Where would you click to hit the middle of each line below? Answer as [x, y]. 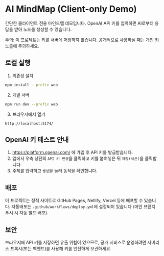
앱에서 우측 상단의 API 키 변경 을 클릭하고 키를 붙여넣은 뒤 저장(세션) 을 [78, 158]
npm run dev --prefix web [31, 104]
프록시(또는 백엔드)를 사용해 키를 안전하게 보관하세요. [61, 248]
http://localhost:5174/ [29, 124]
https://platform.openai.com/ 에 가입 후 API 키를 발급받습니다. [72, 153]
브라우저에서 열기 [29, 114]
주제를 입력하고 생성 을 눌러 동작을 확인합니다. [55, 171]
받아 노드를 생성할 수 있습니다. [43, 29]
